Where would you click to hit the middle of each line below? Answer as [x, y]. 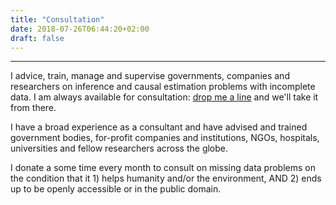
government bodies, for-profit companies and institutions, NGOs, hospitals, [165, 138]
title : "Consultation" [57, 19]
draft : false [37, 38]
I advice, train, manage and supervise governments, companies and [150, 76]
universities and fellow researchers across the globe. [119, 148]
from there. [33, 108]
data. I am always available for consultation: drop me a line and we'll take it [164, 97]
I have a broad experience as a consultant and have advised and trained [159, 127]
